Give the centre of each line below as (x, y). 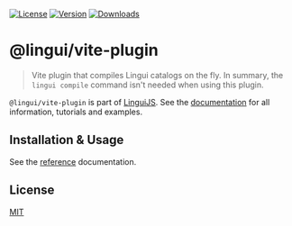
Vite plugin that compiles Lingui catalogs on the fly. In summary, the (157, 75)
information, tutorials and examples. (76, 112)
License (32, 190)
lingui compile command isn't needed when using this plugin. (147, 85)
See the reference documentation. (73, 161)
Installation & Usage (67, 140)
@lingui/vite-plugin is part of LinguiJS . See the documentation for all (140, 102)
